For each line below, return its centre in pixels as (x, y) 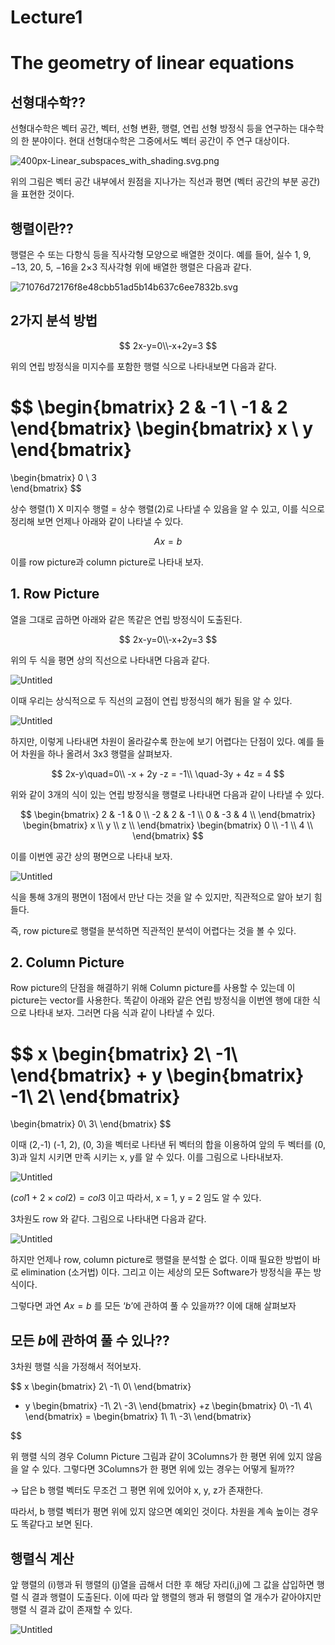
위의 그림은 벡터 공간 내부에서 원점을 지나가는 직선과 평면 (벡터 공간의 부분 (154, 182)
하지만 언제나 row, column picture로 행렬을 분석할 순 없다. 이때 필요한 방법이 (160, 1260)
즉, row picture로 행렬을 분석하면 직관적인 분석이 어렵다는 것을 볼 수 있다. (153, 930)
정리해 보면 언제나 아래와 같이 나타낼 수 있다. (97, 521)
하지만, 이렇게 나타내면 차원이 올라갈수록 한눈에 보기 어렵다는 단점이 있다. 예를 (162, 741)
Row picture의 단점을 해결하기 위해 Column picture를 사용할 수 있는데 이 (153, 988)
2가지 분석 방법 (54, 321)
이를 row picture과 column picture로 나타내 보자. (107, 562)
